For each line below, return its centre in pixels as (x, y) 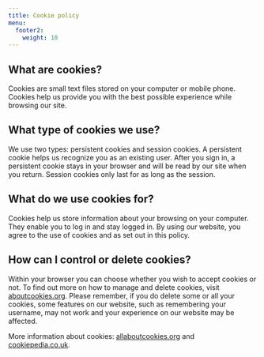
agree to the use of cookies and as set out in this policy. (99, 235)
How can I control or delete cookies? (100, 260)
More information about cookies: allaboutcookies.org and (102, 336)
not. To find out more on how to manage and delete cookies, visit (114, 287)
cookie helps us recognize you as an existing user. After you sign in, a (122, 157)
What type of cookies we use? (84, 130)
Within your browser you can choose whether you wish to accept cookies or (132, 279)
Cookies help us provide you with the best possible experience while (120, 97)
